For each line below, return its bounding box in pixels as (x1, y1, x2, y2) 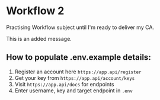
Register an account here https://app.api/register (14, 68, 142, 75)
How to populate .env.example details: (6, 52, 151, 63)
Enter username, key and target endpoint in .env (14, 87, 133, 94)
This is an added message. (6, 35, 72, 42)
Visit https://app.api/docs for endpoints (14, 80, 114, 88)
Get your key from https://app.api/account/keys (14, 74, 135, 81)
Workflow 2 (6, 4, 65, 18)
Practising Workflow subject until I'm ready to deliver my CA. (6, 24, 155, 31)
